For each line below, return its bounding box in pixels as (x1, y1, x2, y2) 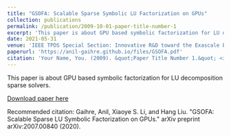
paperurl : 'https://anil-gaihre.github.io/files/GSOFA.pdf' (7, 49, 184, 56)
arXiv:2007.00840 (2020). (7, 122, 81, 131)
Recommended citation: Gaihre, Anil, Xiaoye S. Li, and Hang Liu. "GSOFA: (7, 107, 214, 115)
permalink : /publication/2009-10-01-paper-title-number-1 (7, 23, 177, 30)
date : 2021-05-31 (7, 36, 57, 43)
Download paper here (7, 94, 69, 102)
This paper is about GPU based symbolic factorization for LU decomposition (7, 73, 223, 82)
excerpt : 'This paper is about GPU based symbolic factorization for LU (7, 29, 220, 36)
